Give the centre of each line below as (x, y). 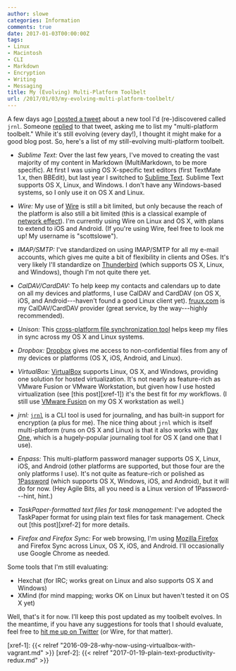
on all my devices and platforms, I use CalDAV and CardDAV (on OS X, (119, 293)
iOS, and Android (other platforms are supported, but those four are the (121, 466)
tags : (15, 40)
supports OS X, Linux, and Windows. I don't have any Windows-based (119, 185)
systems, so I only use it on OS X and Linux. (81, 192)
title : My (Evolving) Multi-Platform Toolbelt (77, 92)
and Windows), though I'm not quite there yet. (84, 272)
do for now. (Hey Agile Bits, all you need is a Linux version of (105, 489)
